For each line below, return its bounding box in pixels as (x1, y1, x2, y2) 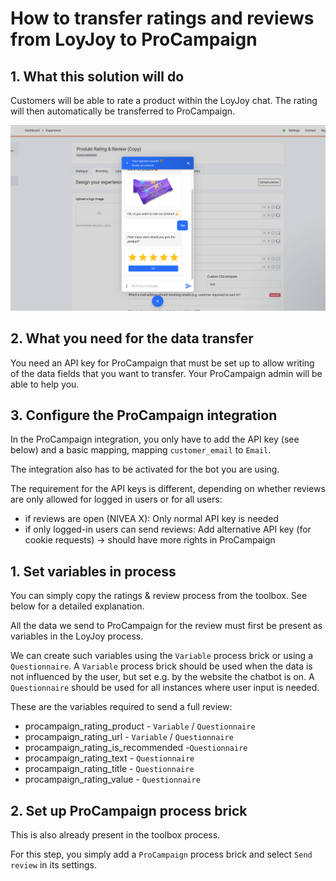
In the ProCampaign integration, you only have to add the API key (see (10, 433, 300, 446)
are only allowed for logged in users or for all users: (10, 493, 223, 506)
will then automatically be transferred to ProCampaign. (10, 105, 236, 117)
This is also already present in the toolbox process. (10, 829, 221, 841)
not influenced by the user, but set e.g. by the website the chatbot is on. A (10, 671, 315, 683)
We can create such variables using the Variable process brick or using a (10, 650, 314, 662)
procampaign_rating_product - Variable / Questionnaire (24, 720, 256, 732)
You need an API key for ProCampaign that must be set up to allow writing (10, 357, 315, 369)
